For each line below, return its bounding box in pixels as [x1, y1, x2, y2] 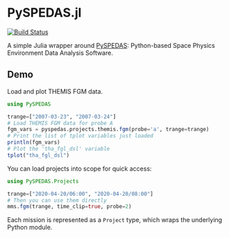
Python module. [7, 223, 53, 232]
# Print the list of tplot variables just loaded [7, 133, 154, 139]
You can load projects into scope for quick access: [7, 164, 152, 173]
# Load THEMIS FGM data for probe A [7, 119, 113, 126]
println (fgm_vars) [7, 139, 60, 146]
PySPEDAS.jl [7, 5, 82, 21]
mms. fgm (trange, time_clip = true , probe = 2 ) [7, 203, 132, 210]
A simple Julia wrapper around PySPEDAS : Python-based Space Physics [7, 41, 215, 49]
